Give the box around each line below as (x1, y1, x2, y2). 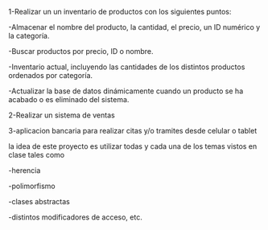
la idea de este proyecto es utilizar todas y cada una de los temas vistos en (8, 142, 258, 151)
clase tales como (8, 150, 65, 159)
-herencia (8, 166, 41, 175)
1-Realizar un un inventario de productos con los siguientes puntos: (8, 7, 232, 16)
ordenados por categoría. (8, 71, 93, 80)
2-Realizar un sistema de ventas (8, 110, 115, 120)
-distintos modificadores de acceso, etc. (8, 212, 142, 222)
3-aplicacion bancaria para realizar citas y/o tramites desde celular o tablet (8, 126, 258, 135)
